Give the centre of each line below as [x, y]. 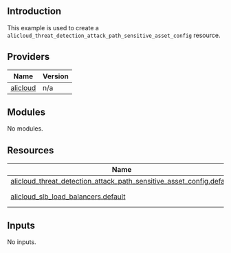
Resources [31, 150]
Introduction [34, 11]
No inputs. [22, 242]
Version [55, 76]
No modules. [25, 129]
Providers [29, 57]
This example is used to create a [53, 27]
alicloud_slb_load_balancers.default [68, 197]
